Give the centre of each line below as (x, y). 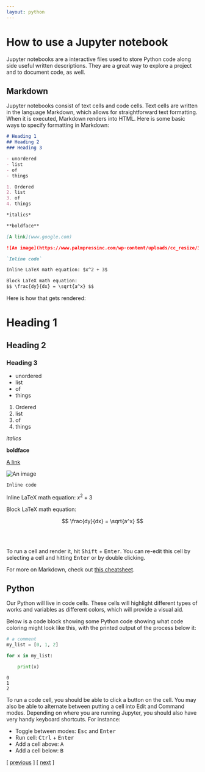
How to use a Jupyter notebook (87, 42)
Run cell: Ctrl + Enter (45, 737)
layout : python (26, 12)
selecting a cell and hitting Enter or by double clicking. (76, 557)
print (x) (28, 667)
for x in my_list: (30, 656)
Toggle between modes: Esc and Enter (65, 731)
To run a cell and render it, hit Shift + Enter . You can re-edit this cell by (99, 551)
